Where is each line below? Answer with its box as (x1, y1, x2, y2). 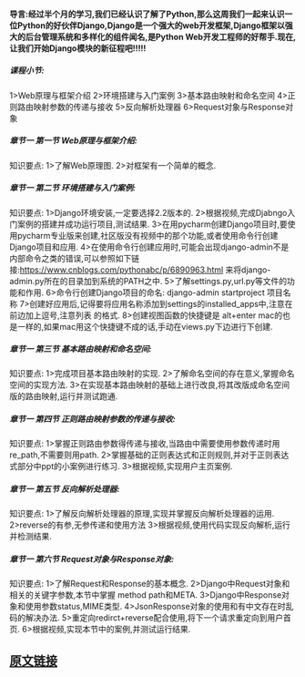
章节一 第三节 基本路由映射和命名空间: (9, 344, 152, 354)
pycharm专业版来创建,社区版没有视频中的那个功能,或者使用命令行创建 (16, 230, 279, 241)
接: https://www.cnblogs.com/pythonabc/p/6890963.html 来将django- (9, 264, 271, 275)
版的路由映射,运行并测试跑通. (9, 391, 118, 402)
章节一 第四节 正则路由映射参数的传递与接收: (9, 414, 176, 425)
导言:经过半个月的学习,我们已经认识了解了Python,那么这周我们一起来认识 (9, 8, 285, 19)
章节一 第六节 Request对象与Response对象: (9, 554, 175, 564)
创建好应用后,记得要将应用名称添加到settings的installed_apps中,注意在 (29, 298, 293, 309)
